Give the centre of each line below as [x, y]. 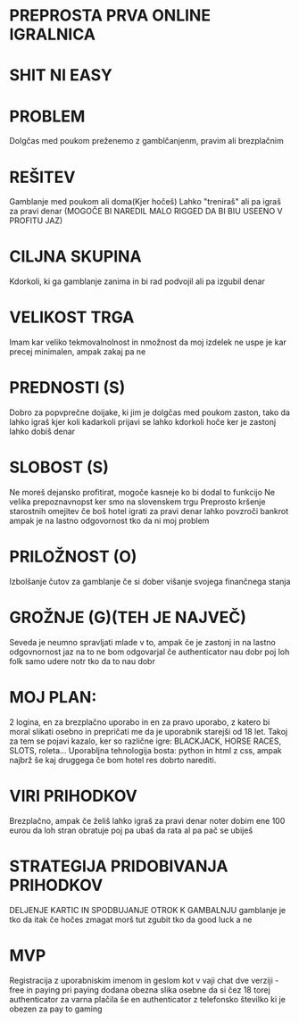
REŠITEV [42, 177]
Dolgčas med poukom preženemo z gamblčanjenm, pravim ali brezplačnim [146, 141]
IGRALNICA [53, 34]
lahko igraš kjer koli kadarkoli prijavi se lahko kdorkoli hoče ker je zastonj [143, 422]
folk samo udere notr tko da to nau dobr [83, 661]
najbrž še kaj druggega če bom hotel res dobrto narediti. [113, 760]
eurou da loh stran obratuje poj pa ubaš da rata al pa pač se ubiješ [131, 830]
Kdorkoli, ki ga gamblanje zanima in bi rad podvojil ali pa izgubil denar [137, 281]
